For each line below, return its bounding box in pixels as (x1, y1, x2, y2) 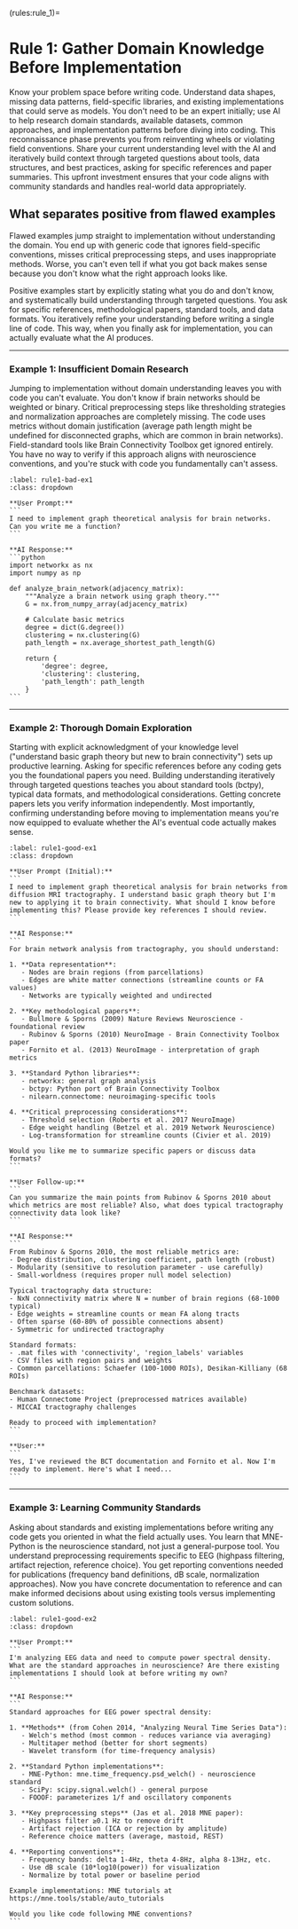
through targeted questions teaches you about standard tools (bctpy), (9, 780, 264, 791)
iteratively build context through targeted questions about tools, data (9, 153, 260, 163)
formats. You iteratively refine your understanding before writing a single (9, 313, 275, 324)
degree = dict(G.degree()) (25, 623, 125, 633)
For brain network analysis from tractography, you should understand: (9, 945, 279, 954)
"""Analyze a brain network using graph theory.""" (25, 592, 220, 602)
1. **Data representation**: (9, 960, 117, 970)
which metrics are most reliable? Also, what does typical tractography (9, 1201, 284, 1210)
